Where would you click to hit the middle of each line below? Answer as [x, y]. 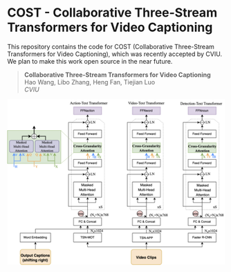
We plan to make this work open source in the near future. [90, 61]
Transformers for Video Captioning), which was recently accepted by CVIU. [115, 54]
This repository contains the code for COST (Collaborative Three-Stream [111, 46]
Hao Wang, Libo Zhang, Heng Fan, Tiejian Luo [90, 82]
